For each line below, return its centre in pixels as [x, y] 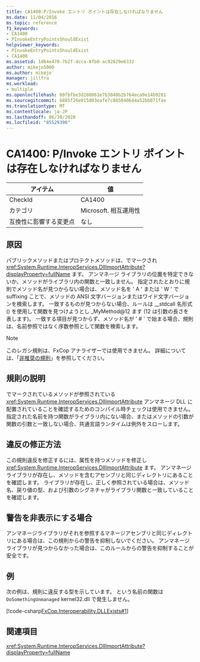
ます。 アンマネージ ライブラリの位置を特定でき [130, 274]
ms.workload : [22, 84]
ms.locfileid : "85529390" [38, 123]
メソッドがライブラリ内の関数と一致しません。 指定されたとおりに [103, 281]
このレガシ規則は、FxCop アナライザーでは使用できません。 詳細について [96, 350]
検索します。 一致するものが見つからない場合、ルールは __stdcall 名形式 [104, 304]
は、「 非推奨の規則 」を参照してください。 [57, 358]
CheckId [21, 200]
